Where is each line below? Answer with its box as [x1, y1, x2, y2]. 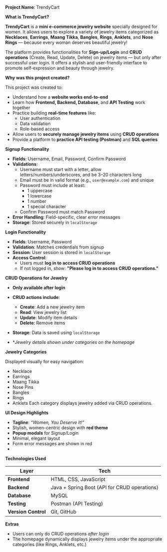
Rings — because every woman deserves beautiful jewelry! [5, 39, 128, 45]
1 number [27, 198, 46, 204]
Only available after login [12, 284, 66, 290]
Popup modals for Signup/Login [12, 430, 79, 436]
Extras [5, 521, 19, 527]
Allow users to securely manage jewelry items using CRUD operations [12, 131, 160, 137]
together [12, 105, 30, 110]
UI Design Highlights [5, 410, 49, 416]
